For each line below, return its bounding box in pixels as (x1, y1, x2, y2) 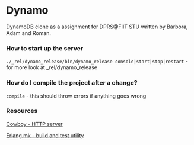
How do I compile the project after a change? (6, 79, 138, 87)
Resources (6, 107, 38, 115)
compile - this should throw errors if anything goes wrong (6, 92, 147, 99)
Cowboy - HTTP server (6, 120, 63, 127)
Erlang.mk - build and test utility (6, 131, 84, 139)
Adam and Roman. (6, 29, 52, 36)
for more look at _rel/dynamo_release (6, 64, 98, 71)
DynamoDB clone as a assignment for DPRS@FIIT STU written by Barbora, (6, 23, 188, 30)
